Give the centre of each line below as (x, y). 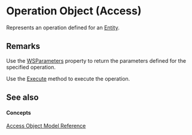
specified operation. (31, 67)
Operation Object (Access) (74, 11)
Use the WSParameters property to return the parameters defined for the (96, 60)
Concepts (19, 112)
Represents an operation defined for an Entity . (63, 27)
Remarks (23, 46)
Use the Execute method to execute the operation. (68, 78)
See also (22, 98)
